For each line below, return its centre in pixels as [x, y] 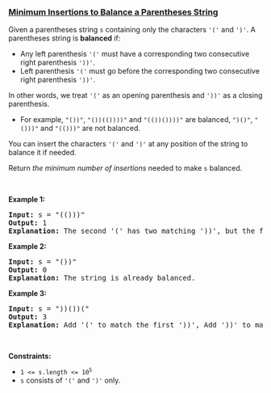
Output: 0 [27, 270]
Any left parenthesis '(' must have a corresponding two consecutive [135, 54]
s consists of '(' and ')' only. [70, 380]
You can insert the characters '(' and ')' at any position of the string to [128, 144]
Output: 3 [27, 317]
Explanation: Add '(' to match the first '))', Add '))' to [130, 325]
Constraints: [30, 356]
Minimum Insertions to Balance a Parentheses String [113, 12]
